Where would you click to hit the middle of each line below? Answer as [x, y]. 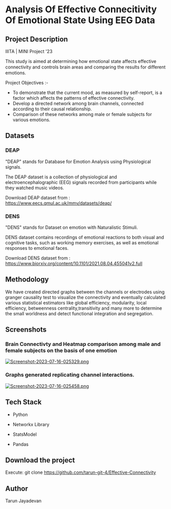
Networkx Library [31, 424]
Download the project [40, 460]
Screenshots [26, 330]
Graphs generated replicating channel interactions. [70, 375]
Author [17, 488]
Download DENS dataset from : [38, 258]
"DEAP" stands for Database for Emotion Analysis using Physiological [78, 161]
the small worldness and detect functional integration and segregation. [79, 313]
